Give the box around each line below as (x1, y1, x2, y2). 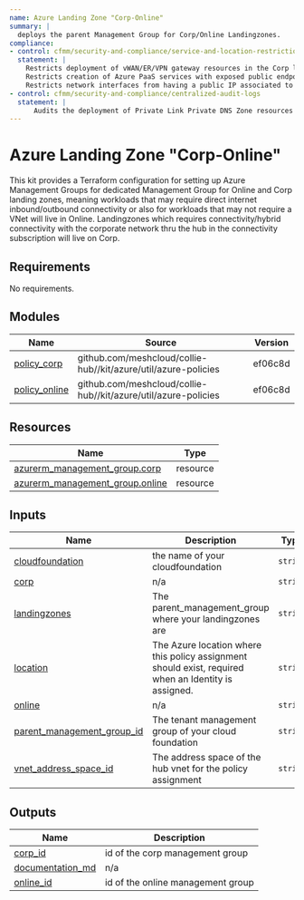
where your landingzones (152, 613, 261, 625)
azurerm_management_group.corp (14, 461, 161, 474)
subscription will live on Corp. (9, 233, 120, 244)
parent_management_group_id (14, 725, 144, 738)
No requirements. (9, 283, 75, 294)
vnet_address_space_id (14, 762, 114, 775)
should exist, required (152, 662, 244, 674)
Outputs (9, 804, 57, 820)
